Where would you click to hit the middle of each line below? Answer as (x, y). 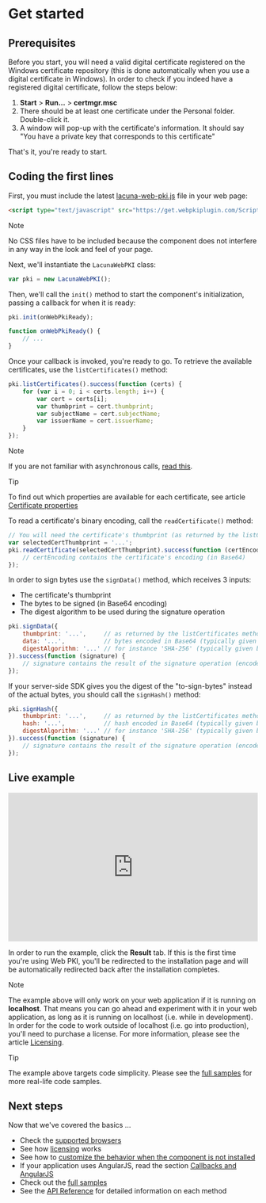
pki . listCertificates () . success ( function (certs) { (95, 384)
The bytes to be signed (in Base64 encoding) (93, 604)
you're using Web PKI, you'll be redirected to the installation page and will (128, 960)
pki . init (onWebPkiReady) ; (51, 317)
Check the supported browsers (70, 1140)
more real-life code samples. (55, 1081)
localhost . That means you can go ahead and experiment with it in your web (133, 1008)
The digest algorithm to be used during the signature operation (122, 612)
